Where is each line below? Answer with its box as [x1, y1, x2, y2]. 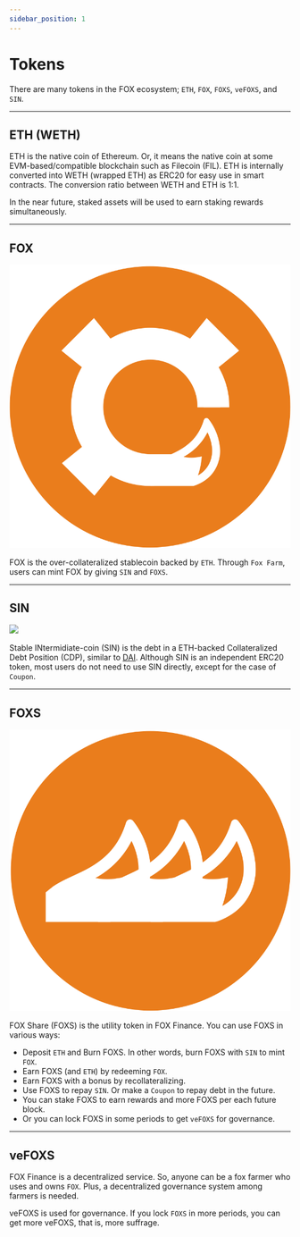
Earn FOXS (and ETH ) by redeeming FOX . [21, 1066, 168, 1077]
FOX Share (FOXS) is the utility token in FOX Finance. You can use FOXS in [9, 1020, 284, 1031]
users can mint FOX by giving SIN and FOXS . [9, 566, 168, 576]
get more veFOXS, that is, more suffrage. [9, 1217, 160, 1228]
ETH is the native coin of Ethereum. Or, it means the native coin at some [9, 151, 274, 162]
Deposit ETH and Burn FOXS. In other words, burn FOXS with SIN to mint [21, 1047, 286, 1058]
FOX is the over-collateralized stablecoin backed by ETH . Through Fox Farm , [9, 557, 286, 568]
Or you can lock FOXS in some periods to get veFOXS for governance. [21, 1114, 275, 1124]
